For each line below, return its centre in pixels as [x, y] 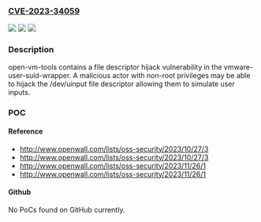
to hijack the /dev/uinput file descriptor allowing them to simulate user [121, 84]
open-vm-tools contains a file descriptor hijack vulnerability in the [115, 67]
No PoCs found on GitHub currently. [67, 209]
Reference [26, 131]
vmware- [239, 67]
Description [31, 50]
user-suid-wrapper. [40, 75]
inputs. [19, 92]
